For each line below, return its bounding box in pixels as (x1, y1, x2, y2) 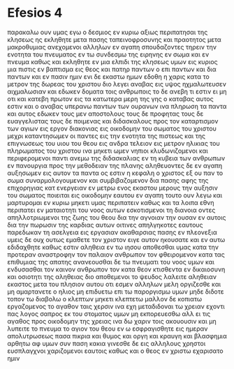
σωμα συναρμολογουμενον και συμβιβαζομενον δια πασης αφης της (7, 176, 209, 184)
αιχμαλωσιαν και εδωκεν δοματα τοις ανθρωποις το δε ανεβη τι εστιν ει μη (7, 87, 227, 96)
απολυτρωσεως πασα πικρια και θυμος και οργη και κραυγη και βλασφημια (7, 331, 227, 340)
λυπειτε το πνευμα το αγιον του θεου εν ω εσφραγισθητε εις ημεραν (7, 324, 208, 333)
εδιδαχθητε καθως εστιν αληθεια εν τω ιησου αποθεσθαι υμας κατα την (7, 243, 219, 251)
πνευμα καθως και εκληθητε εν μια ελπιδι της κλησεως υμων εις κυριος (7, 57, 218, 66)
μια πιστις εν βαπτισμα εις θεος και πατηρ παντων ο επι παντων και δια (7, 65, 217, 73)
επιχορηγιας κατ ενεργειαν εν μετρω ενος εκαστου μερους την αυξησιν (7, 183, 218, 192)
